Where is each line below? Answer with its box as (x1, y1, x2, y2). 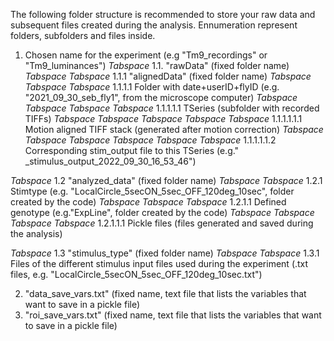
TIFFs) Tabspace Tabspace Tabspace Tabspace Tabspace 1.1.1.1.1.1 (24, 113, 303, 124)
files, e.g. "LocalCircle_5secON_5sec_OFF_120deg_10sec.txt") (10, 269, 263, 280)
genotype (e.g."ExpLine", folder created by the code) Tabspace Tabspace (10, 207, 315, 218)
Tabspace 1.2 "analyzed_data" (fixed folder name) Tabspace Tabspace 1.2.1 (10, 175, 323, 186)
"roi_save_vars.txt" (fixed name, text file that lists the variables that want (24, 309, 322, 321)
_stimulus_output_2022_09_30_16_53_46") (24, 155, 197, 167)
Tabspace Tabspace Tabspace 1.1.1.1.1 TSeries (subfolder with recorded (24, 102, 320, 114)
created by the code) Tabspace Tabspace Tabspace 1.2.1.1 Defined (10, 196, 287, 208)
